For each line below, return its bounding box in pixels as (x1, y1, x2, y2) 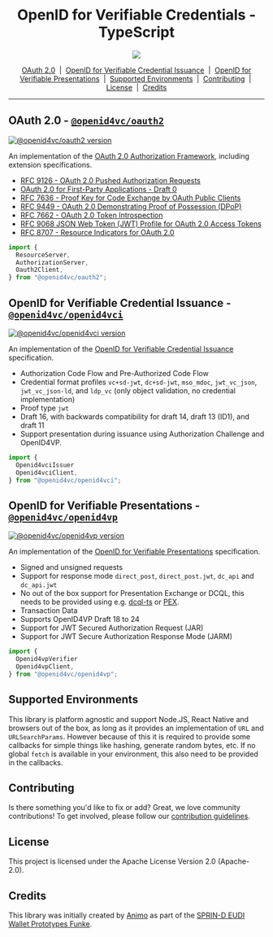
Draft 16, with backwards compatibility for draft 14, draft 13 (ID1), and (19, 411, 250, 421)
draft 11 (19, 420, 45, 430)
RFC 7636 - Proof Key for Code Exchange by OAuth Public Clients (19, 193, 241, 203)
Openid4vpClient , (15, 663, 75, 671)
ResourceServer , (15, 251, 71, 259)
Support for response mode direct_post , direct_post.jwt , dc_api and (19, 571, 254, 581)
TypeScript (98, 23, 175, 42)
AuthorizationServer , (15, 258, 89, 266)
